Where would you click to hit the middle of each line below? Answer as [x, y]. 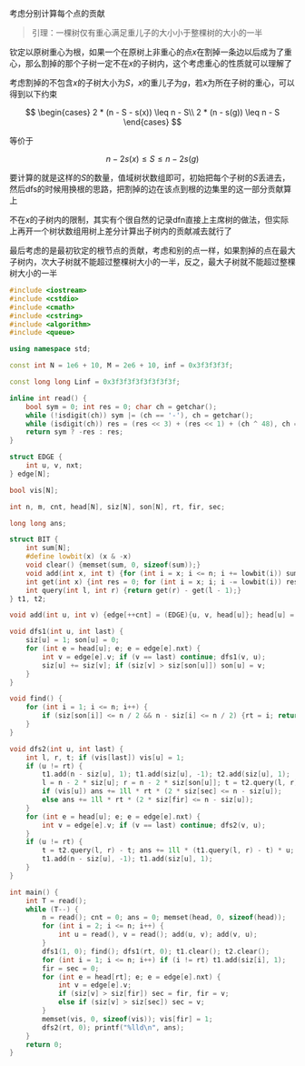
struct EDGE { [36, 458]
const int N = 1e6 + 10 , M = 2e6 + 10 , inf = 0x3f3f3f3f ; [122, 366]
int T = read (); [57, 900]
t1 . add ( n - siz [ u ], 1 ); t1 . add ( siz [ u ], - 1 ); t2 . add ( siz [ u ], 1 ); [166, 774]
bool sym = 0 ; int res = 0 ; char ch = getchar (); [122, 407]
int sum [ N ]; [48, 548]
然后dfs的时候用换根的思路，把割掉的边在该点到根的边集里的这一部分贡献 [147, 189]
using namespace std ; [50, 349]
